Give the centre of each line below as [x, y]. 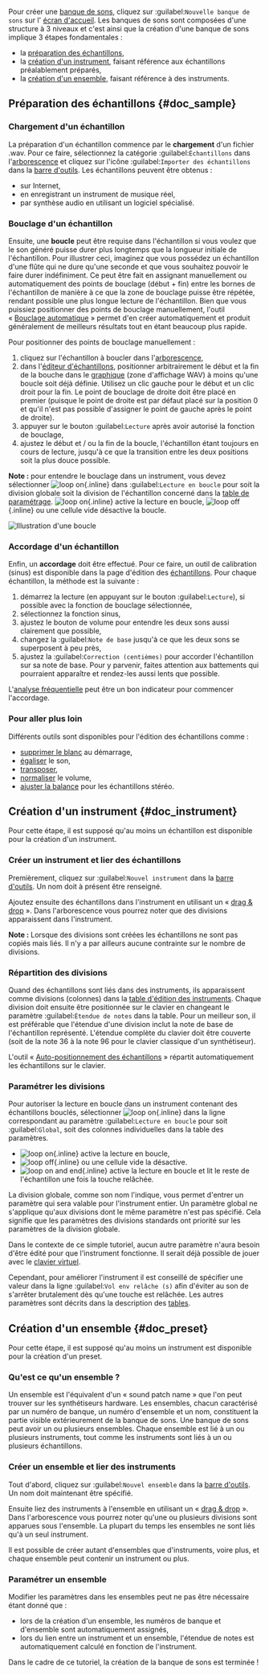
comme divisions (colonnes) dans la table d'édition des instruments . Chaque [135, 998]
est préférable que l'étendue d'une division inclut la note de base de [121, 1024]
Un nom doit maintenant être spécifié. [71, 1493]
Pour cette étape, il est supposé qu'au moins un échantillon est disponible [130, 831]
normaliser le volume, [56, 778]
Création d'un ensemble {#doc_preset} [108, 1328]
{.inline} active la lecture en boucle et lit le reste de [166, 1171]
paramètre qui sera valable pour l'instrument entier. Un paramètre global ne [133, 1203]
